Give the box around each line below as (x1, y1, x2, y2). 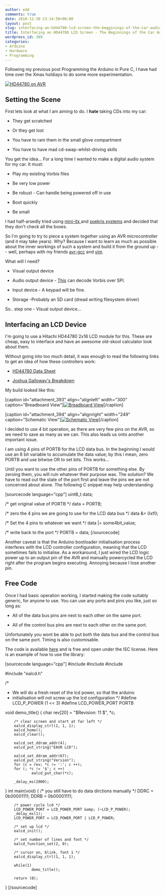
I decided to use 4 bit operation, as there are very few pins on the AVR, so (5, 426, 155, 432)
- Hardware (5, 48, 27, 53)
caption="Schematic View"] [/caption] (5, 417, 119, 422)
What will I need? (5, 259, 40, 265)
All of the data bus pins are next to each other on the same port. (12, 612, 142, 618)
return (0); (14, 876, 38, 881)
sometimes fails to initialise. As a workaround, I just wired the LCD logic (5, 549, 150, 555)
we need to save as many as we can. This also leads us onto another (5, 431, 144, 437)
